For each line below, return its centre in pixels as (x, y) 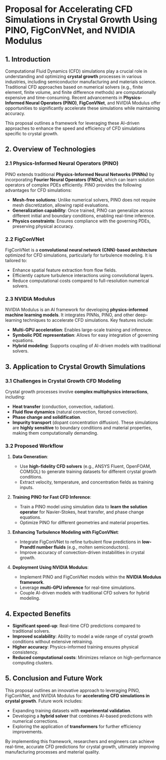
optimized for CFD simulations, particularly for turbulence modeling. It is (79, 255)
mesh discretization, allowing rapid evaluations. (61, 205)
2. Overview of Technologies (50, 149)
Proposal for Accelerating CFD (69, 9)
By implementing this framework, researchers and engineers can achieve (80, 741)
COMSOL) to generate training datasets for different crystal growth (88, 472)
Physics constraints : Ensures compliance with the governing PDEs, (82, 221)
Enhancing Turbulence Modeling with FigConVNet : (66, 532)
